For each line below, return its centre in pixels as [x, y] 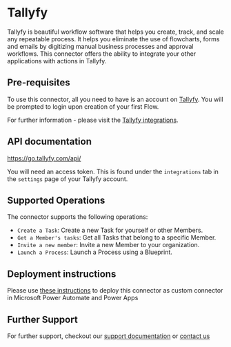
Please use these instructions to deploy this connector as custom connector [115, 291]
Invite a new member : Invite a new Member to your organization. [108, 245]
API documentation [49, 141]
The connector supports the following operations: [78, 217]
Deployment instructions [62, 274]
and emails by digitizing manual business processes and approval [100, 46]
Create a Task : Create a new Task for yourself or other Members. [110, 230]
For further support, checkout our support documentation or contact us [109, 336]
